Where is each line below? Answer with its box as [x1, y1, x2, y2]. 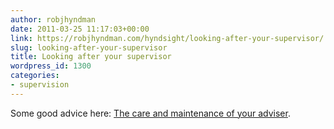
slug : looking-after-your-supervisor [10, 42, 168, 53]
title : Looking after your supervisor [10, 52, 172, 62]
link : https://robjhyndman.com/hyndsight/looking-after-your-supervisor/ [10, 33, 325, 43]
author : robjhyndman [10, 14, 97, 25]
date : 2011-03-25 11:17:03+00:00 [10, 24, 150, 34]
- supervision [10, 80, 70, 90]
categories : [10, 71, 60, 81]
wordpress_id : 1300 [10, 61, 92, 71]
